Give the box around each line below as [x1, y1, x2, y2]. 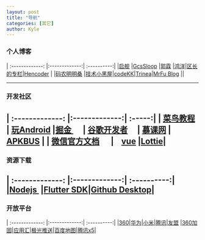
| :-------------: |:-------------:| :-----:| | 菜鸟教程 [6, 113, 195, 123]
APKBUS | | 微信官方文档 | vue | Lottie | [6, 136, 167, 147]
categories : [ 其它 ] [6, 20, 54, 26]
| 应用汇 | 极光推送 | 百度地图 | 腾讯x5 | [12, 227, 96, 234]
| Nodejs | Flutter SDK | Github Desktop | [6, 184, 155, 195]
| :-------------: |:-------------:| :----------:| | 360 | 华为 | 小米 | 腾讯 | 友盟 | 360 [6, 219, 192, 227]
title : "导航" [6, 15, 41, 21]
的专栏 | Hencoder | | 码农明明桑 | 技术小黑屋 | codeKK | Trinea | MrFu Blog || [6, 70, 185, 77]
